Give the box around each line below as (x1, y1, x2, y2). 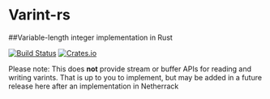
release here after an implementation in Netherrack (8, 81, 179, 91)
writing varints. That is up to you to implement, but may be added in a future (8, 72, 262, 82)
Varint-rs (8, 6, 71, 24)
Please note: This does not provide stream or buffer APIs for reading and (8, 63, 252, 74)
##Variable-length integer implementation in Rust (8, 32, 173, 42)
